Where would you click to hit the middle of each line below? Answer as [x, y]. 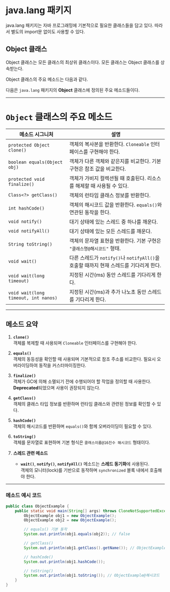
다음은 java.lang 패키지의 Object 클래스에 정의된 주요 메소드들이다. [73, 90]
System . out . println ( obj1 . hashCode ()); [65, 562]
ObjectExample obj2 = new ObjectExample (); [70, 520]
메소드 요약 [22, 325]
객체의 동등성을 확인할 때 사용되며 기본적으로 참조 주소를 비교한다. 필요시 [84, 359]
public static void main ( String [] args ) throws [66, 511]
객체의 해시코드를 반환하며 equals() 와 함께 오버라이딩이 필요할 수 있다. [83, 426]
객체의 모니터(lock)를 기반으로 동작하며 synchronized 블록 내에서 [84, 470]
